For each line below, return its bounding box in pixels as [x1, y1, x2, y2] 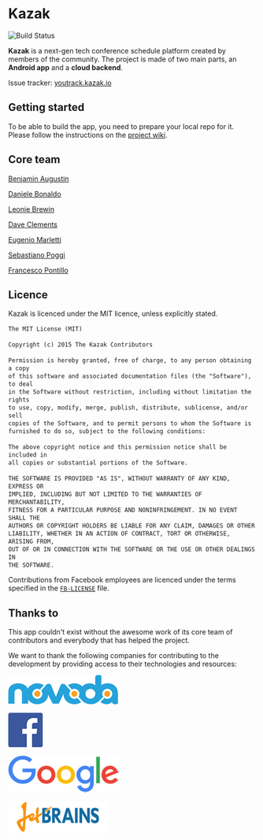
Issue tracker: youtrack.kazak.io [8, 78, 112, 87]
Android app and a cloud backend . [8, 62, 124, 72]
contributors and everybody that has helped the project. [8, 635, 191, 646]
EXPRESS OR [8, 483, 44, 490]
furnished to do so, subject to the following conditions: [8, 427, 206, 435]
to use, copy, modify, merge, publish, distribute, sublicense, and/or [8, 404, 248, 412]
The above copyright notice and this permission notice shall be [8, 443, 227, 451]
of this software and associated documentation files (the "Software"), [8, 372, 252, 380]
